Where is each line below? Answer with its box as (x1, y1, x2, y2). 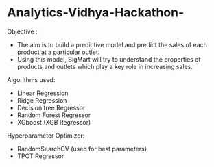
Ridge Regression (16, 96, 67, 104)
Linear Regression (16, 89, 69, 97)
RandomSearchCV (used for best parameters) (16, 144, 147, 153)
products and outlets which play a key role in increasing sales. (16, 62, 193, 70)
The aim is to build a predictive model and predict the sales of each (16, 40, 208, 49)
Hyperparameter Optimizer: (7, 131, 85, 140)
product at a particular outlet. (16, 48, 100, 56)
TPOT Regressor (16, 152, 64, 160)
